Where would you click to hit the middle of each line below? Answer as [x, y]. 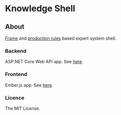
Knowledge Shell [40, 9]
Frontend [16, 74]
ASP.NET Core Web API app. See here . [44, 62]
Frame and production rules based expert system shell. [61, 38]
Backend [16, 51]
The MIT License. [23, 108]
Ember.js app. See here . [29, 85]
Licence [15, 97]
